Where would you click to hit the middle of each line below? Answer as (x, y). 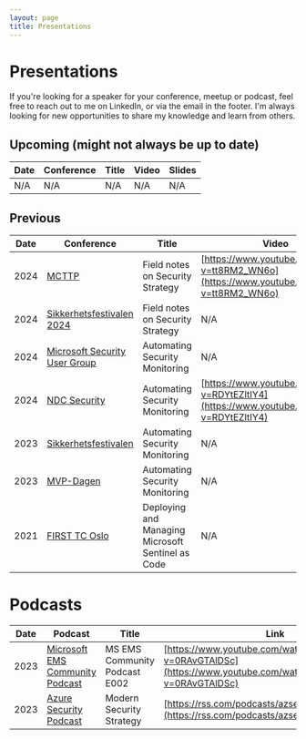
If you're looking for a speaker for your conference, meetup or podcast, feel (152, 97)
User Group (72, 363)
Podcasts (46, 605)
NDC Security (76, 400)
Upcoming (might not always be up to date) (134, 144)
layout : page (34, 18)
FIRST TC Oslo (78, 536)
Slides (183, 170)
